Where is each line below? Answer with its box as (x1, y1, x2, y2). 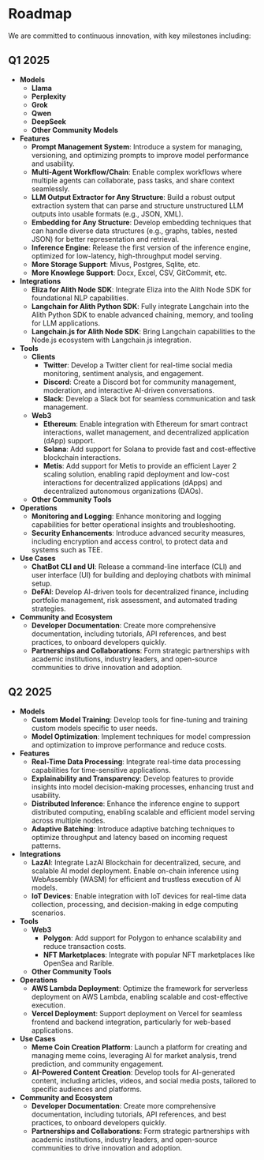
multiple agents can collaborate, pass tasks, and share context (31, 175, 235, 185)
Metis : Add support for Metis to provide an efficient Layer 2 (43, 461, 237, 470)
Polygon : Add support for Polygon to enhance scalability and (43, 933, 242, 943)
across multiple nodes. (31, 815, 106, 825)
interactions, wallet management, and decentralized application (43, 427, 250, 437)
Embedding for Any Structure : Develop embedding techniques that (31, 217, 252, 227)
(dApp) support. (43, 435, 95, 445)
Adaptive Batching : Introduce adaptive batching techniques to (31, 823, 235, 834)
